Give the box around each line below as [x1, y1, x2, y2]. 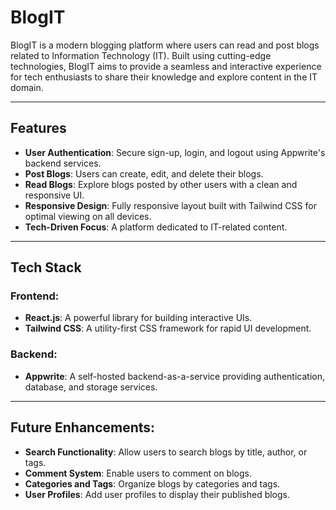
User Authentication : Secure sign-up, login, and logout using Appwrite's [24, 146, 326, 158]
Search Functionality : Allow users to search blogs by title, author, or [24, 446, 308, 458]
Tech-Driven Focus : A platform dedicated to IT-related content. [24, 221, 288, 233]
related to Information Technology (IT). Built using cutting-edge [10, 49, 272, 61]
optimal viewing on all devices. [24, 210, 152, 222]
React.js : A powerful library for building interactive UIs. [24, 312, 253, 324]
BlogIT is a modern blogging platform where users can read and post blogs [10, 39, 320, 51]
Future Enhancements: [10, 419, 156, 436]
